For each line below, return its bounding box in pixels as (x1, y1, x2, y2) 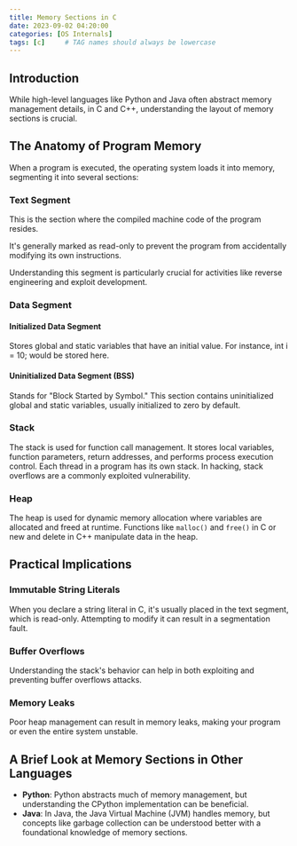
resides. (9, 224, 39, 234)
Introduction (9, 70, 80, 85)
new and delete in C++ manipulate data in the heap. (9, 532, 199, 542)
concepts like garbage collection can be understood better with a (21, 818, 262, 828)
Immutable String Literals (9, 583, 121, 596)
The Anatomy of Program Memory (9, 138, 202, 154)
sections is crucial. (9, 113, 78, 124)
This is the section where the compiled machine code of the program (9, 214, 262, 225)
